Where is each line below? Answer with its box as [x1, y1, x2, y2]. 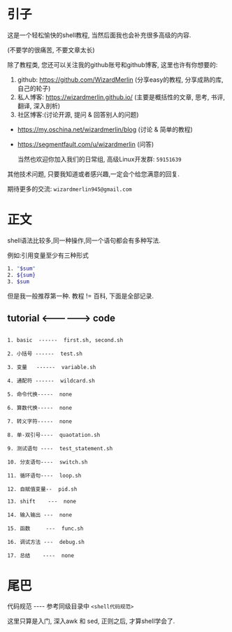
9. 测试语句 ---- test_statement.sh [7, 445, 113, 452]
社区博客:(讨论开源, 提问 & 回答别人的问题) [17, 110, 139, 119]
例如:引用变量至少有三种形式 [7, 251, 89, 259]
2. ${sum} [7, 271, 36, 278]
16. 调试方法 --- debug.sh [7, 539, 85, 546]
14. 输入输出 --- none [7, 512, 72, 519]
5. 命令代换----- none [7, 391, 72, 398]
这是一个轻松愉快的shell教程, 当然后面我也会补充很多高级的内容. [7, 31, 191, 39]
